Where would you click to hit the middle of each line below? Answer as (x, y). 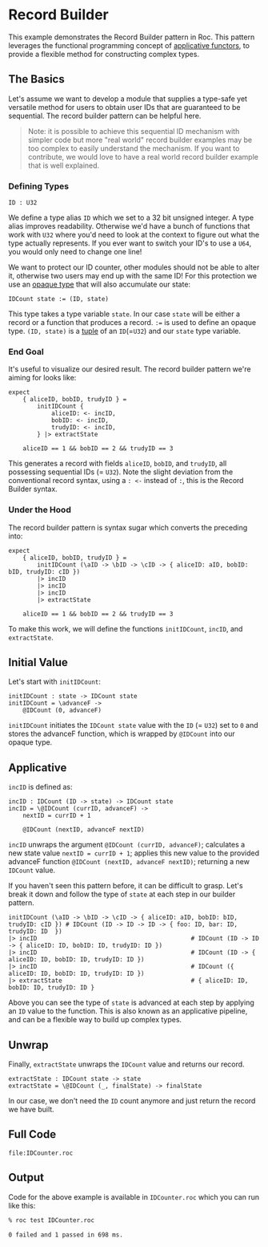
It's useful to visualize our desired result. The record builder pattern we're (130, 369)
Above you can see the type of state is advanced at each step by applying (131, 1003)
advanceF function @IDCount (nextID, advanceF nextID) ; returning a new (129, 862)
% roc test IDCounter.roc (51, 1220)
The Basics (37, 79)
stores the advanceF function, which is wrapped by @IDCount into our (122, 734)
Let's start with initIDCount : (55, 682)
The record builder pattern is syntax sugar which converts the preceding (128, 527)
